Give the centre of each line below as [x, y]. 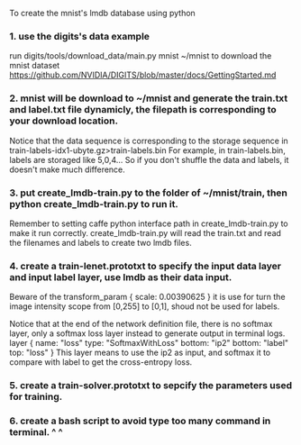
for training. [36, 397]
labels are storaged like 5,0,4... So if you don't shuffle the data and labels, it [149, 159]
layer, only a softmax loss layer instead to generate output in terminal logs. [147, 333]
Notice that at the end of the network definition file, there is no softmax [141, 324]
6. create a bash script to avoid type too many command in [140, 421]
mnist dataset [35, 66]
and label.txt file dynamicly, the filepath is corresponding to [143, 110]
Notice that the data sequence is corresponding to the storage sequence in [149, 141]
